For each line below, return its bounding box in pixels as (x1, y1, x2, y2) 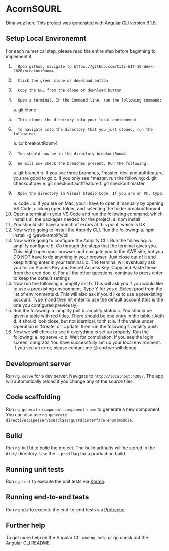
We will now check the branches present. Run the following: (18, 161, 149, 166)
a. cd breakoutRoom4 (13, 140, 58, 146)
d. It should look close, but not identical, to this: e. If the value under (13, 318, 154, 324)
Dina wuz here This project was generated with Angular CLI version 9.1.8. (6, 20, 157, 26)
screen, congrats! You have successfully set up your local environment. (13, 339, 161, 345)
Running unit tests (6, 465, 64, 474)
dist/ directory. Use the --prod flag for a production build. (6, 450, 126, 457)
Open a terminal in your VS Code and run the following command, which (13, 211, 163, 217)
